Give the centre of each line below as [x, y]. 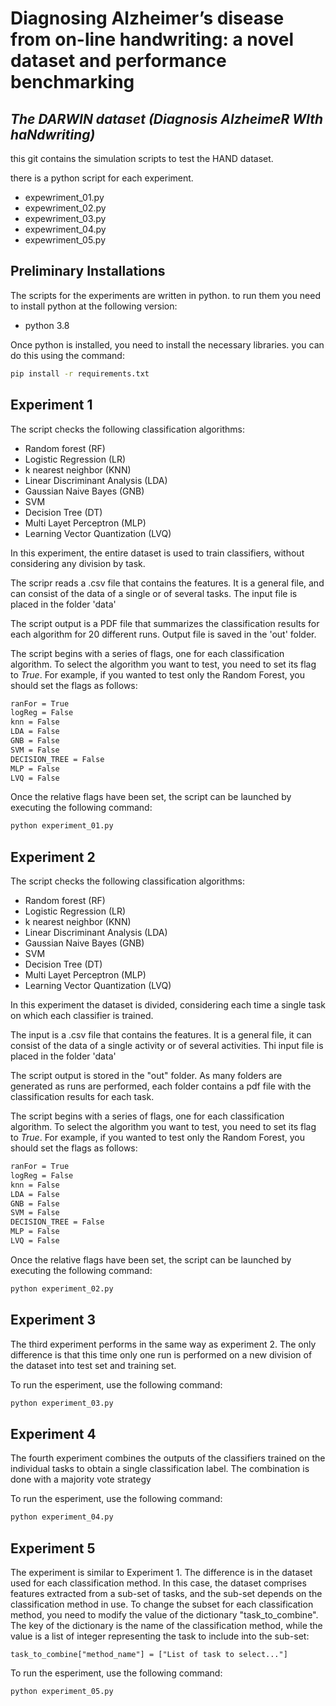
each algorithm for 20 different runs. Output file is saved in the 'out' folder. [163, 634]
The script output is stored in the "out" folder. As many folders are [146, 1076]
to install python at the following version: [94, 306]
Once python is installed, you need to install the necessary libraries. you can [167, 344]
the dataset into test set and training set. [93, 1365]
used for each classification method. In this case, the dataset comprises [158, 1583]
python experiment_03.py [62, 1403]
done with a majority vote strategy [81, 1479]
